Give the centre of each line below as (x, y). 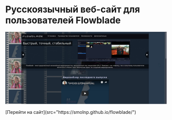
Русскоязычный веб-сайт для (73, 9)
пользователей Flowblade (63, 20)
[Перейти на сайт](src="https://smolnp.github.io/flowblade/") (71, 112)
